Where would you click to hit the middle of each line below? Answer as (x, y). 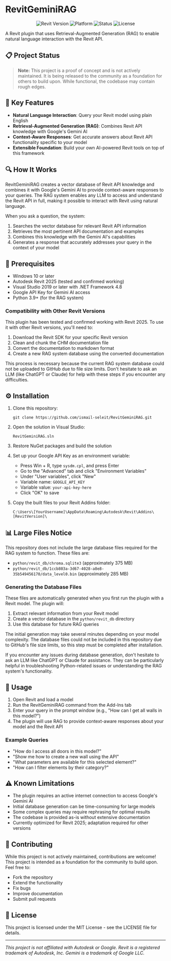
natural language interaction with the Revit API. (54, 39)
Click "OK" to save (40, 493)
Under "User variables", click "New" (58, 476)
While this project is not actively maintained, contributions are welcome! (81, 857)
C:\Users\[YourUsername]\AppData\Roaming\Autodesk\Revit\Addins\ (83, 512)
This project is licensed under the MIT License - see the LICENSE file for (81, 927)
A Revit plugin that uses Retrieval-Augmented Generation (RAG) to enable (82, 33)
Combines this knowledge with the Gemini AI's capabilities (74, 237)
